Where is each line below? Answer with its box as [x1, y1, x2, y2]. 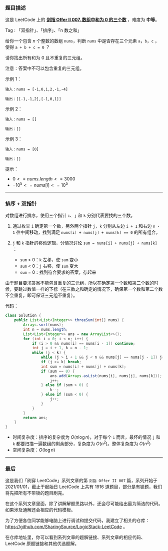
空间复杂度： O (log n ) [12, 447, 55, 453]
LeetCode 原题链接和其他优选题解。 [5, 541, 79, 547]
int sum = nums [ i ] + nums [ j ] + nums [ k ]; [40, 364, 126, 369]
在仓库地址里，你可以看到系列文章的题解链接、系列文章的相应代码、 [5, 535, 145, 541]
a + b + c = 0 [14, 45, 45, 50]
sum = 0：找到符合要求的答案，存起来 [19, 269, 96, 275]
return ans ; [23, 415, 48, 420]
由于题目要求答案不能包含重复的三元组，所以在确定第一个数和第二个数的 [5, 280, 154, 286]
